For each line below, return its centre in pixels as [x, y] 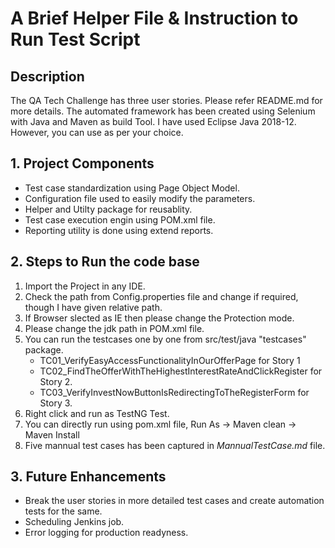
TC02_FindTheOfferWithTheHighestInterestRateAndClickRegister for [181, 371]
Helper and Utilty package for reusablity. [108, 209]
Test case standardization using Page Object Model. [132, 188]
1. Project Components [82, 163]
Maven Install [52, 434]
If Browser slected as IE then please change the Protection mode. [159, 318]
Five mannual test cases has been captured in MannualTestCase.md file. [175, 445]
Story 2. [56, 381]
